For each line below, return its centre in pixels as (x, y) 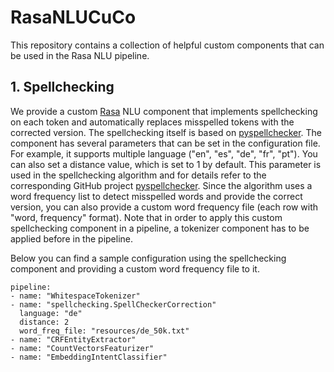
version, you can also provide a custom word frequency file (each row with (164, 207)
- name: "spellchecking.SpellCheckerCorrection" (113, 304)
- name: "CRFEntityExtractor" (73, 339)
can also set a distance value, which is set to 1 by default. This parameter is (166, 164)
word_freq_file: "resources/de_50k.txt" (104, 331)
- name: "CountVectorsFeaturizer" (82, 348)
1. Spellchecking (62, 87)
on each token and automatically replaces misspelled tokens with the (152, 122)
